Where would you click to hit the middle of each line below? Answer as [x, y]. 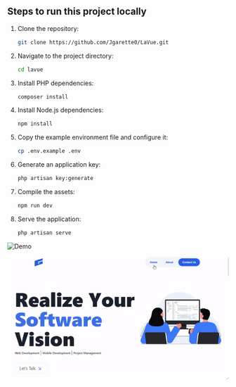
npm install [35, 124]
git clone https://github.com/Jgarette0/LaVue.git [93, 42]
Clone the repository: [48, 28]
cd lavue [30, 70]
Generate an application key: [59, 165]
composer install [43, 97]
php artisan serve [44, 233]
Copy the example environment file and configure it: [93, 137]
